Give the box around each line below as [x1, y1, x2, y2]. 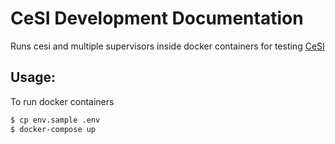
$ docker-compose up [10, 124, 97, 134]
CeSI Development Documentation [10, 7, 304, 30]
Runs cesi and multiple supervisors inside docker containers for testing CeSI [10, 40, 325, 52]
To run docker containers [10, 95, 115, 107]
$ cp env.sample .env [10, 115, 101, 125]
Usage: [10, 69, 57, 86]
